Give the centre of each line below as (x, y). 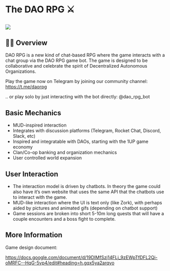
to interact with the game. (40, 197)
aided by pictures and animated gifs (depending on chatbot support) (85, 208)
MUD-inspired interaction (40, 125)
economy (23, 147)
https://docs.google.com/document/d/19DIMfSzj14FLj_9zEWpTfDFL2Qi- (81, 257)
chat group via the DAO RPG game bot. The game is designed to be (77, 60)
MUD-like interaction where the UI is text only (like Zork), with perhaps (87, 203)
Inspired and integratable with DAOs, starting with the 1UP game (81, 141)
